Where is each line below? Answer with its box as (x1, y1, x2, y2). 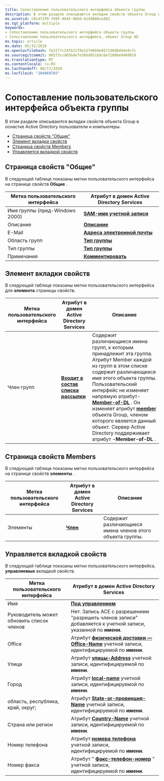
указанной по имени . (70, 626, 122, 633)
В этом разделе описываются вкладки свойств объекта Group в (5, 118, 139, 124)
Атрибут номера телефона (70, 736, 136, 742)
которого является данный (92, 418, 156, 424)
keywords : (5, 25, 25, 30)
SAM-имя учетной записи (83, 210, 149, 217)
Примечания (7, 253, 38, 260)
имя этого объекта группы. (92, 375, 157, 381)
